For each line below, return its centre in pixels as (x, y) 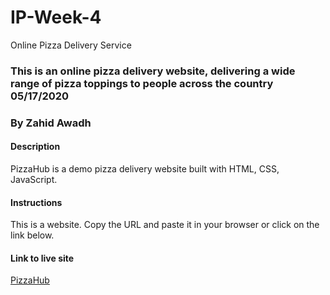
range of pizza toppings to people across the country (142, 83)
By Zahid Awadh (51, 123)
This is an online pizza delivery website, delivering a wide (153, 71)
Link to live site (42, 258)
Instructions (36, 202)
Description (35, 147)
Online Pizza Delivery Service (71, 45)
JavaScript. (34, 179)
